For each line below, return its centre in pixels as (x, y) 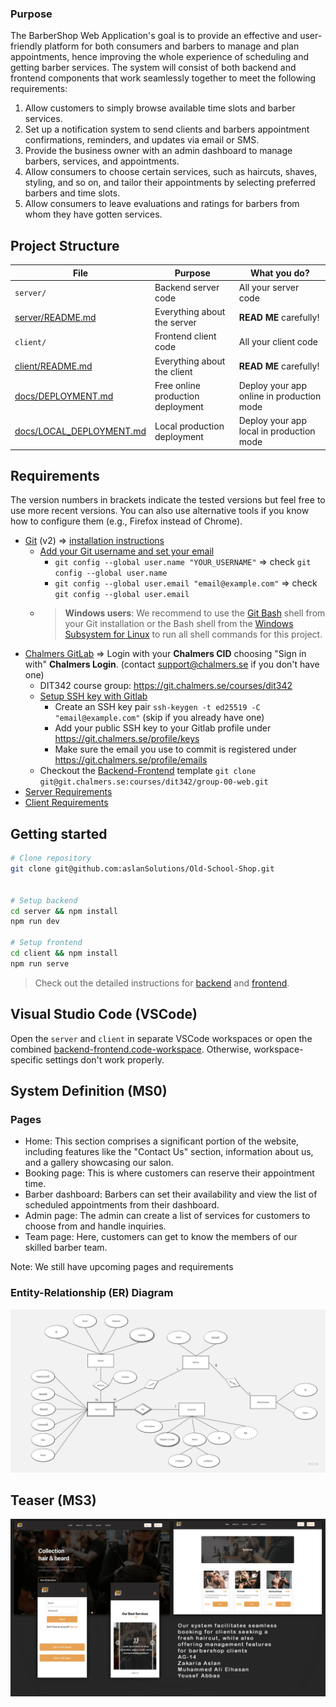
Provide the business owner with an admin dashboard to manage (158, 151)
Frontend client (185, 336)
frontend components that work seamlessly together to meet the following (163, 78)
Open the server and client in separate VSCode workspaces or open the (161, 1038)
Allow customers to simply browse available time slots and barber (160, 108)
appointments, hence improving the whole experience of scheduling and (159, 57)
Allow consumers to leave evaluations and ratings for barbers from (162, 204)
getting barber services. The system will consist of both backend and (153, 68)
